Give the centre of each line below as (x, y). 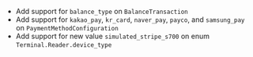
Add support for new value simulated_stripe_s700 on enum (113, 36)
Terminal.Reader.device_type (64, 45)
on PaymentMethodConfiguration (67, 28)
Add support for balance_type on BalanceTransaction (102, 11)
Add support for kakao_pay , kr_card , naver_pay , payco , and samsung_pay (130, 20)
